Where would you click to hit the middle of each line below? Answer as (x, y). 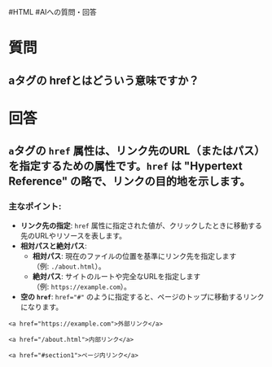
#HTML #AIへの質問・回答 (53, 12)
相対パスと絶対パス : (53, 246)
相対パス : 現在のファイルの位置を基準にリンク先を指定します (134, 256)
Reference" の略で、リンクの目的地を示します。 (129, 181)
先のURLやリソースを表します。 (73, 236)
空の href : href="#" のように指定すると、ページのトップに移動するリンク (142, 297)
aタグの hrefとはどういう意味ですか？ (104, 80)
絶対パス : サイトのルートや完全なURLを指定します (116, 277)
